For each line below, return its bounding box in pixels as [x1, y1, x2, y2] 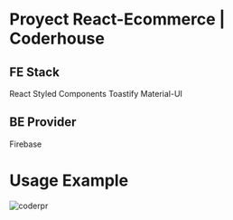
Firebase [9, 139, 42, 149]
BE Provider [9, 114, 77, 130]
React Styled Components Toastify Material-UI [9, 89, 183, 99]
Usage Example [9, 170, 129, 190]
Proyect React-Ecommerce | [9, 9, 226, 30]
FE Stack [9, 64, 61, 80]
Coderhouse [9, 28, 106, 49]
